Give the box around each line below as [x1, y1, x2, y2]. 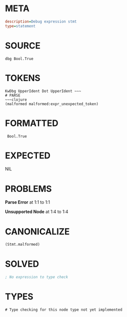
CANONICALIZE [5, 226, 70, 237]
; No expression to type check [5, 275, 68, 280]
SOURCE [5, 40, 41, 51]
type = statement [5, 23, 36, 28]
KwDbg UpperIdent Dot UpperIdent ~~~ [5, 88, 81, 93]
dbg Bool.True [5, 56, 34, 61]
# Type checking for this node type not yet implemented [5, 307, 123, 312]
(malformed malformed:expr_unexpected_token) [5, 101, 98, 106]
